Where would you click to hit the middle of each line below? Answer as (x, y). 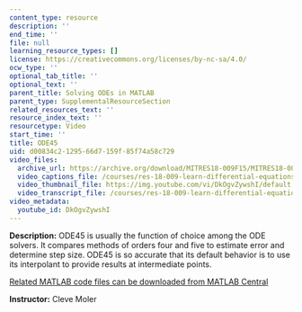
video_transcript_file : (62, 193)
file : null (30, 43)
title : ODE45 (34, 143)
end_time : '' (34, 34)
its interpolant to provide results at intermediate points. (111, 264)
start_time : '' (38, 135)
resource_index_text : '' (56, 118)
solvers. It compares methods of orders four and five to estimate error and (147, 245)
